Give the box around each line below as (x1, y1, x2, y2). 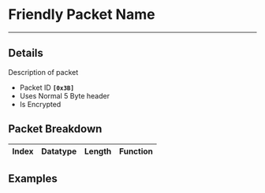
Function (119, 146, 154, 157)
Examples (8, 172, 58, 185)
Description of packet (8, 67, 79, 76)
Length (84, 146, 112, 157)
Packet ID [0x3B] (19, 83, 75, 92)
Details (8, 46, 43, 60)
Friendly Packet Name (8, 6, 155, 24)
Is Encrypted (19, 99, 62, 109)
